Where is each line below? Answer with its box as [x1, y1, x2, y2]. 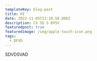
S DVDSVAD [5, 51, 28, 57]
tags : [5, 34, 16, 39]
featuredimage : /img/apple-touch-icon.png [5, 29, 92, 34]
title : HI [5, 12, 25, 16]
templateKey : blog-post [5, 7, 53, 12]
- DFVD [9, 38, 23, 43]
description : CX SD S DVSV [5, 20, 60, 25]
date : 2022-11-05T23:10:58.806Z [5, 16, 70, 21]
